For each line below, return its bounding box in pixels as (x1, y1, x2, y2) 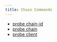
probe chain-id (12, 21, 43, 27)
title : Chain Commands (5, 7, 52, 12)
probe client (12, 31, 37, 37)
